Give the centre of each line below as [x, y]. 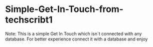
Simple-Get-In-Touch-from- [64, 9]
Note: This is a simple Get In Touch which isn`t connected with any [74, 33]
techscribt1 [29, 20]
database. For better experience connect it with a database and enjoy [76, 39]
